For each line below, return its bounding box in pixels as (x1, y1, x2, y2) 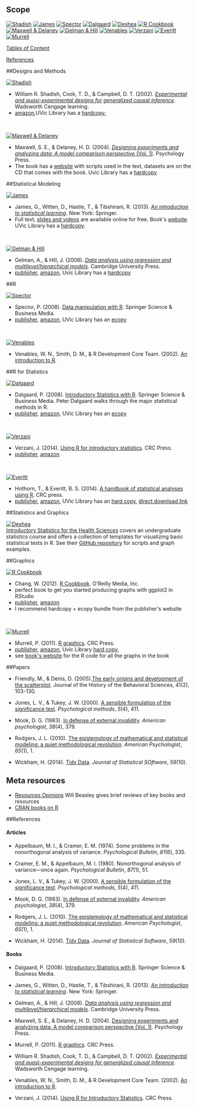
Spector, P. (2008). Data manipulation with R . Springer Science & (14, 303, 173, 310)
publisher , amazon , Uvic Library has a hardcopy (14, 269, 131, 276)
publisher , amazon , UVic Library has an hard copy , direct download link (14, 497, 188, 505)
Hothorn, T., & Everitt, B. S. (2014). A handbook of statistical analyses (14, 485, 183, 492)
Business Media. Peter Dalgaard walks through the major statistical (14, 397, 178, 404)
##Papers (6, 663, 30, 670)
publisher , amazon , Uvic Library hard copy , (14, 646, 119, 653)
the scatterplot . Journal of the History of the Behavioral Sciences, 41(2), (14, 681, 190, 688)
